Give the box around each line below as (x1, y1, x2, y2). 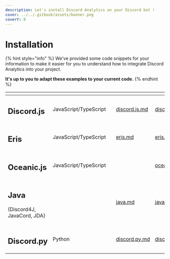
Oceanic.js (8, 162, 47, 172)
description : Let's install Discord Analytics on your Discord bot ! (5, 7, 155, 13)
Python (53, 235, 70, 242)
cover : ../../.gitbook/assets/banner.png (5, 12, 94, 17)
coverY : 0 (5, 17, 26, 22)
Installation (5, 39, 54, 50)
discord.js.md (116, 105, 148, 113)
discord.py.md (116, 235, 150, 242)
